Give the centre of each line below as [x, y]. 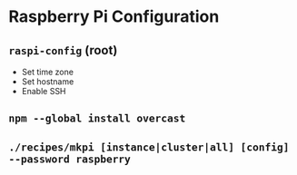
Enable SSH [44, 91]
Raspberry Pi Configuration [114, 17]
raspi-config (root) [63, 50]
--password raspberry [69, 159]
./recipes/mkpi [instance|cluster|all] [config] [149, 147]
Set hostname [48, 82]
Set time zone [48, 72]
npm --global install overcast [97, 118]
